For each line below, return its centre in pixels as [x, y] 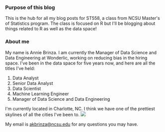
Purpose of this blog [30, 7]
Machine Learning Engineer [41, 94]
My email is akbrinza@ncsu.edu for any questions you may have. [72, 124]
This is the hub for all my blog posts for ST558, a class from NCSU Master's [82, 18]
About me [17, 42]
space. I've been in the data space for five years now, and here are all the [80, 63]
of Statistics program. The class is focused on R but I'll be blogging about [80, 23]
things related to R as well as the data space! [51, 29]
